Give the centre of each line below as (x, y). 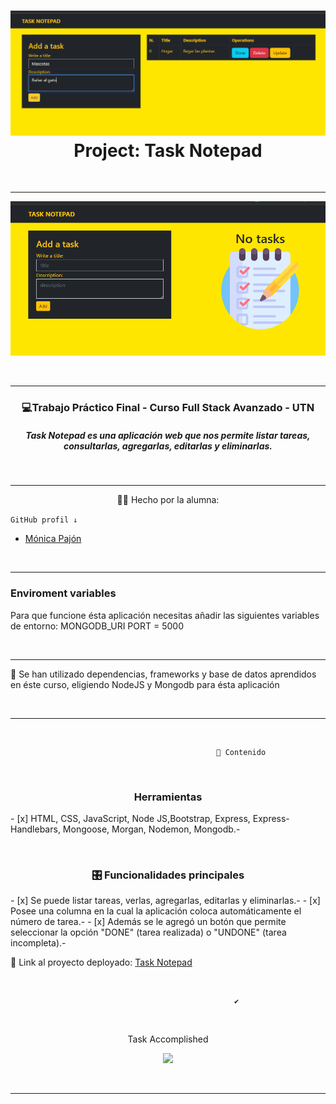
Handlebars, (35, 829)
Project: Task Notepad (168, 150)
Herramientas (168, 797)
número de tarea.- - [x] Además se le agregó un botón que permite (148, 922)
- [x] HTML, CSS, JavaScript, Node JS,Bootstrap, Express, (130, 818)
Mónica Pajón (53, 539)
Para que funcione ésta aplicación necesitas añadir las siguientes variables (165, 615)
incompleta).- (38, 943)
